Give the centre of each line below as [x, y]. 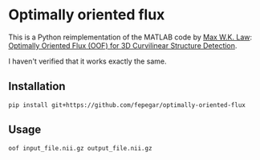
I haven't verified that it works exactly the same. [87, 61]
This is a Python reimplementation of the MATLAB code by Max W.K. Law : [130, 37]
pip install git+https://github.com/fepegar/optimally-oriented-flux [127, 105]
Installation [37, 86]
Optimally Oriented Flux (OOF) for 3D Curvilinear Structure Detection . [123, 45]
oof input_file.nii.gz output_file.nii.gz [80, 148]
